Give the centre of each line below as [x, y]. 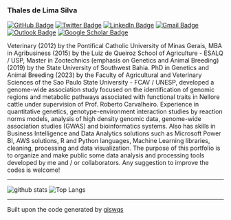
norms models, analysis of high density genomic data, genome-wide [104, 119]
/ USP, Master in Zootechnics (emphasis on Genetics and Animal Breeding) [113, 60]
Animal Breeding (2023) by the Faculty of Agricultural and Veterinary [104, 75]
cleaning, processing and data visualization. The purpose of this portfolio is [114, 148]
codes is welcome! [34, 170]
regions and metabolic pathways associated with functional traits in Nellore [113, 97]
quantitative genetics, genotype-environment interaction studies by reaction [115, 111]
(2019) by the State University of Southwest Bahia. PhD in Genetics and [108, 68]
